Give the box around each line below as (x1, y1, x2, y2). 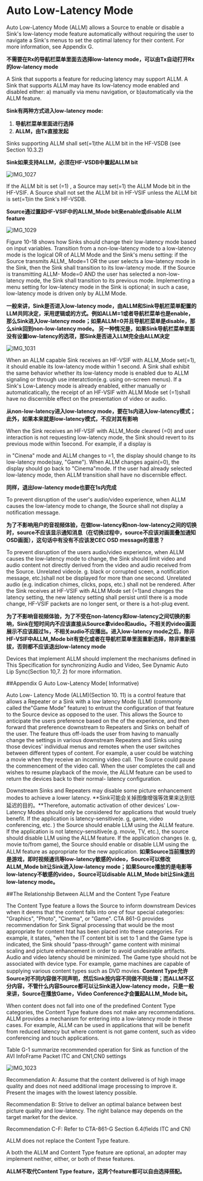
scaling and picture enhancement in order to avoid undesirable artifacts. (6, 947, 187, 954)
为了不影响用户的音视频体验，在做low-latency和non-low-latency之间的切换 (6, 521, 197, 528)
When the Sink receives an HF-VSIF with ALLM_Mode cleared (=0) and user (6, 427, 196, 434)
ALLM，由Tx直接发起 (15, 127, 69, 135)
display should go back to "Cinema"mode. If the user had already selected (6, 464, 193, 472)
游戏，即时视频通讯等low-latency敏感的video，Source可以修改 (11, 855, 171, 863)
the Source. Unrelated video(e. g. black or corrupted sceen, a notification (6, 567, 189, 575)
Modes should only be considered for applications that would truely (27, 808, 196, 815)
